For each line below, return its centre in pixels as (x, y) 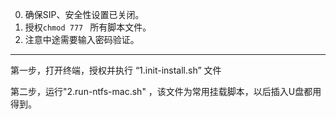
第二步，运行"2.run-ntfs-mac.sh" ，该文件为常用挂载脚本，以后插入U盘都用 (166, 91)
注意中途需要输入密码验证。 (82, 39)
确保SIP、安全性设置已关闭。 (84, 14)
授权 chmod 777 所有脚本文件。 (88, 27)
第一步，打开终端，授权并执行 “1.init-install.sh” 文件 (116, 70)
